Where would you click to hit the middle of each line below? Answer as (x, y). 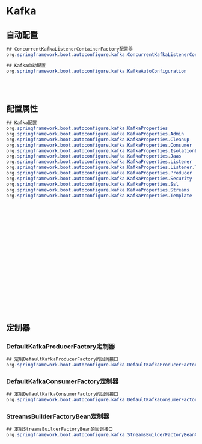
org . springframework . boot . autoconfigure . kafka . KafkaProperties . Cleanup (98, 140)
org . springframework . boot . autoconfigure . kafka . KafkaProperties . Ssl (93, 184)
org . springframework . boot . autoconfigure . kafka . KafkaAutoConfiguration (96, 71)
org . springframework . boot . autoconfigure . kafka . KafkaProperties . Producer (99, 173)
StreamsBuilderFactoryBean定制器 (58, 416)
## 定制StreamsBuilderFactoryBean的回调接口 (60, 429)
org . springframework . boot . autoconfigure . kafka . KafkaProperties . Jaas (94, 156)
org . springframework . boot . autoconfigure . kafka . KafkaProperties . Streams (98, 190)
